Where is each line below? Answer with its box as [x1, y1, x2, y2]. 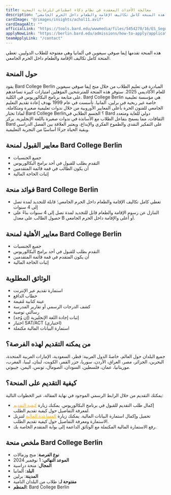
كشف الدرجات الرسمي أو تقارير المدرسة [13, 303, 91, 309]
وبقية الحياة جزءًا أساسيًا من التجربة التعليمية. [6, 126, 90, 132]
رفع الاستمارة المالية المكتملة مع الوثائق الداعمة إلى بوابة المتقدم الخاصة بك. [13, 423, 157, 430]
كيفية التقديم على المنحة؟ [6, 379, 77, 387]
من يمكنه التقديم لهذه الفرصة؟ [6, 340, 91, 348]
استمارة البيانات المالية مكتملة [13, 325, 70, 331]
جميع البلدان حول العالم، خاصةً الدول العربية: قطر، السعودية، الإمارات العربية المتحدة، [6, 353, 165, 359]
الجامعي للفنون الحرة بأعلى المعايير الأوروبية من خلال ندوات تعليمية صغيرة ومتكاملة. [6, 104, 164, 111]
